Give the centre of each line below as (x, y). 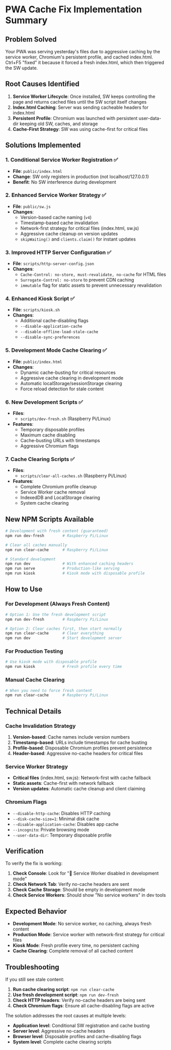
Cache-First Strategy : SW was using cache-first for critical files (80, 129)
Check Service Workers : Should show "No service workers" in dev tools (89, 895)
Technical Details (33, 711)
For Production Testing (34, 651)
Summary (26, 20)
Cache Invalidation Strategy (41, 726)
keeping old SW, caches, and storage (59, 124)
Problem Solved (31, 39)
